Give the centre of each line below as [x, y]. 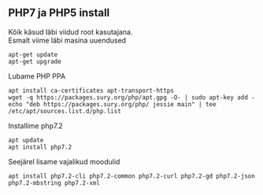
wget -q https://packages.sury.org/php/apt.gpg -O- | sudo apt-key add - [132, 97]
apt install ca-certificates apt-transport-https [91, 90]
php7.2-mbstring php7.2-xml [54, 183]
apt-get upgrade [35, 61]
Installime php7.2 [35, 126]
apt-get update [33, 54]
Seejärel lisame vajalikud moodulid [64, 161]
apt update [26, 140]
